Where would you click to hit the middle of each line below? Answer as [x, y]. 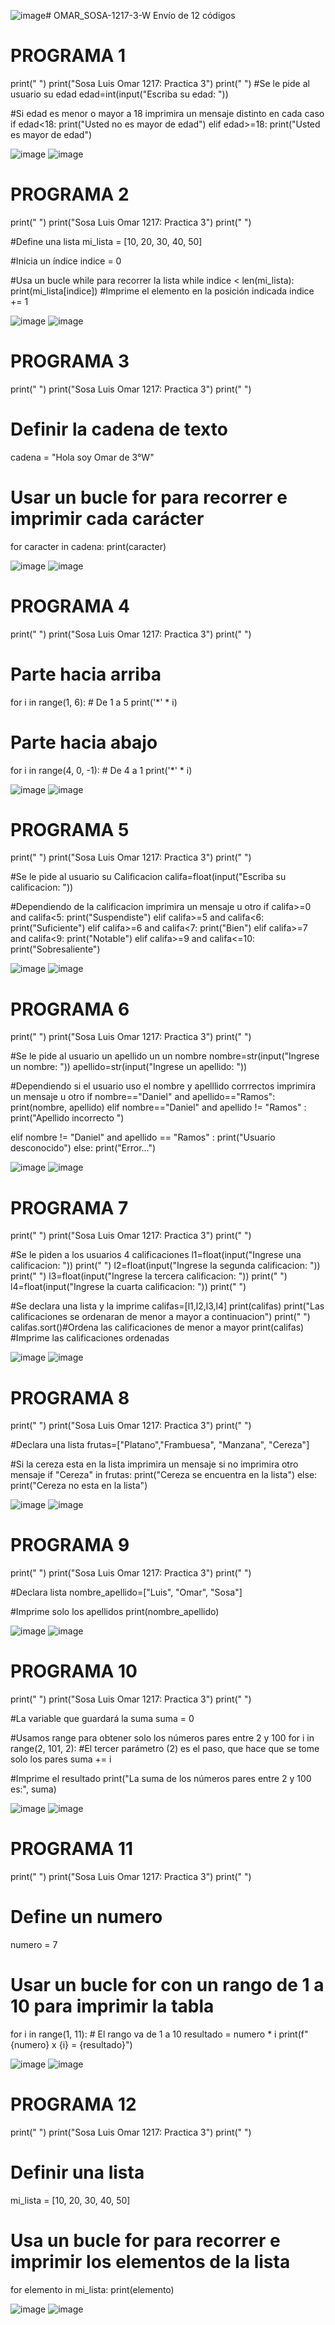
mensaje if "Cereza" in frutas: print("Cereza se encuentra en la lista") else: [164, 1475]
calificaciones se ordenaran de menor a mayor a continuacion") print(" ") [160, 1317]
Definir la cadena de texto [119, 429]
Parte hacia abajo [84, 742]
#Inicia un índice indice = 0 [66, 261]
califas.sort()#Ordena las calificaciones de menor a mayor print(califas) [157, 1327]
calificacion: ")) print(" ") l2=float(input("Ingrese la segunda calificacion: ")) [165, 1266]
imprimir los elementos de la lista [150, 2262]
